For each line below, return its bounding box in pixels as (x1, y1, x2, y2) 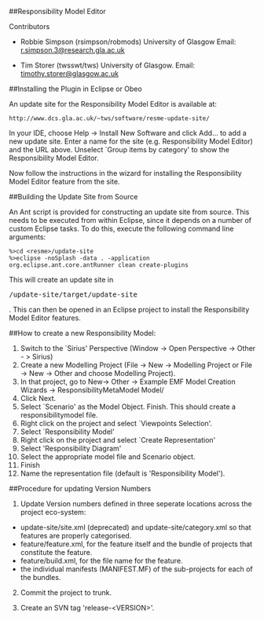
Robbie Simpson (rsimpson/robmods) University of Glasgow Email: (20, 37, 236, 46)
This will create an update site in (9, 275, 114, 284)
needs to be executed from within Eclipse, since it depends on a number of (9, 216, 252, 224)
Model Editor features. (9, 313, 81, 323)
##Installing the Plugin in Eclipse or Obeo (9, 84, 142, 93)
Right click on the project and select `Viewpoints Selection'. (20, 419, 213, 428)
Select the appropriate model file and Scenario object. (20, 452, 196, 461)
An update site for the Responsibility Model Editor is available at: (9, 100, 217, 108)
